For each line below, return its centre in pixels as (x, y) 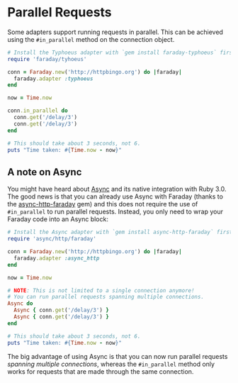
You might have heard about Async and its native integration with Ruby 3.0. (117, 189)
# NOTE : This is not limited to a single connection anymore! (101, 290)
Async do (20, 304)
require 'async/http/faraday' (52, 239)
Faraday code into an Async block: (58, 219)
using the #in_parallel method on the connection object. (91, 39)
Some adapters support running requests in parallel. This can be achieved (115, 32)
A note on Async (45, 172)
